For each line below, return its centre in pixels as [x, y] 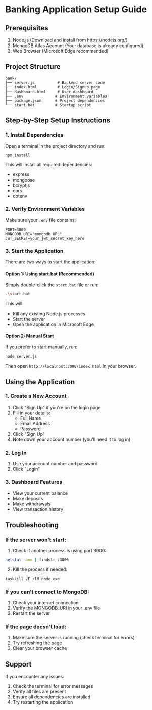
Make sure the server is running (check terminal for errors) [73, 638]
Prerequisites [27, 28]
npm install [18, 155]
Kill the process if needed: [40, 569]
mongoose [24, 180]
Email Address [35, 423]
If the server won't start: [36, 540]
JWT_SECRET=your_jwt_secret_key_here [45, 238]
